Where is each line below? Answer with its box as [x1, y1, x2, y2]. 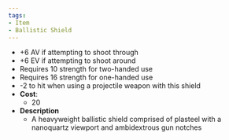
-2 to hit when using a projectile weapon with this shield [19, 81, 201, 90]
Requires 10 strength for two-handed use [19, 64, 153, 74]
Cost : [19, 90, 38, 99]
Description [19, 106, 59, 116]
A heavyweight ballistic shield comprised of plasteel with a [31, 115, 222, 124]
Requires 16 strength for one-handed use [19, 72, 153, 83]
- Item [8, 19, 30, 27]
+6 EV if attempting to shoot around [19, 56, 136, 65]
